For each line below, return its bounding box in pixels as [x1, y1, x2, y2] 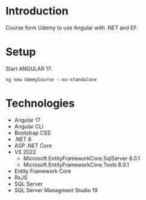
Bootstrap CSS [14, 129, 51, 136]
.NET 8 [14, 135, 32, 142]
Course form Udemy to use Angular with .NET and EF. [5, 24, 138, 31]
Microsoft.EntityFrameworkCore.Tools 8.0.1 [23, 161, 129, 168]
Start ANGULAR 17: [5, 65, 53, 72]
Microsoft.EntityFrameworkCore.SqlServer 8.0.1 [23, 154, 140, 162]
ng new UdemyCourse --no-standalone [5, 76, 97, 82]
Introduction [5, 4, 69, 18]
